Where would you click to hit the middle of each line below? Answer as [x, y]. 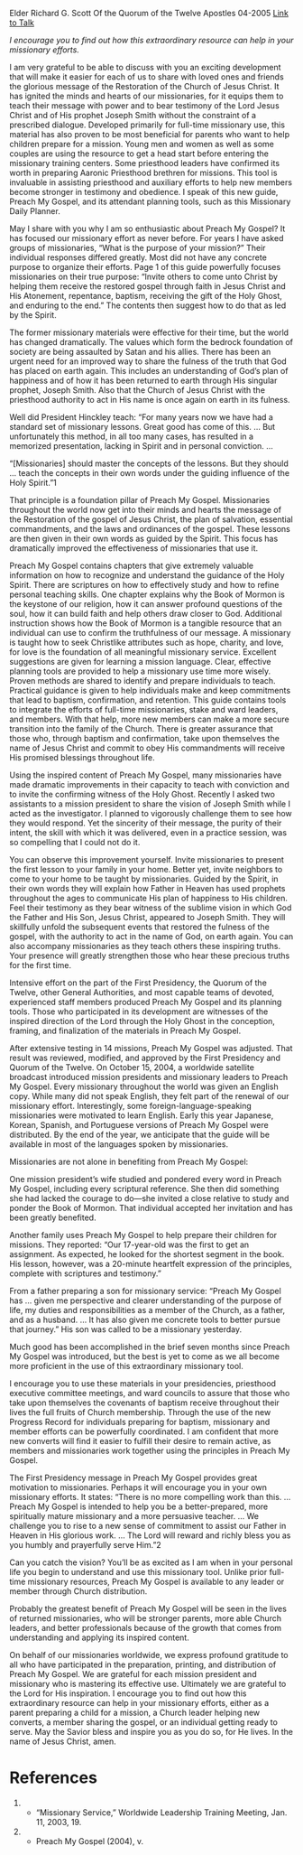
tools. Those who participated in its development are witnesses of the [139, 1011]
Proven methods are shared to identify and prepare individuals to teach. [143, 680]
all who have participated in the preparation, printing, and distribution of [143, 1664]
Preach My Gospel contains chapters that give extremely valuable [132, 565]
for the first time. [41, 965]
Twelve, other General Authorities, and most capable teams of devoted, [142, 992]
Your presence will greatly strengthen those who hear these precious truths [150, 955]
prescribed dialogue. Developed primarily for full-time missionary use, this [147, 125]
